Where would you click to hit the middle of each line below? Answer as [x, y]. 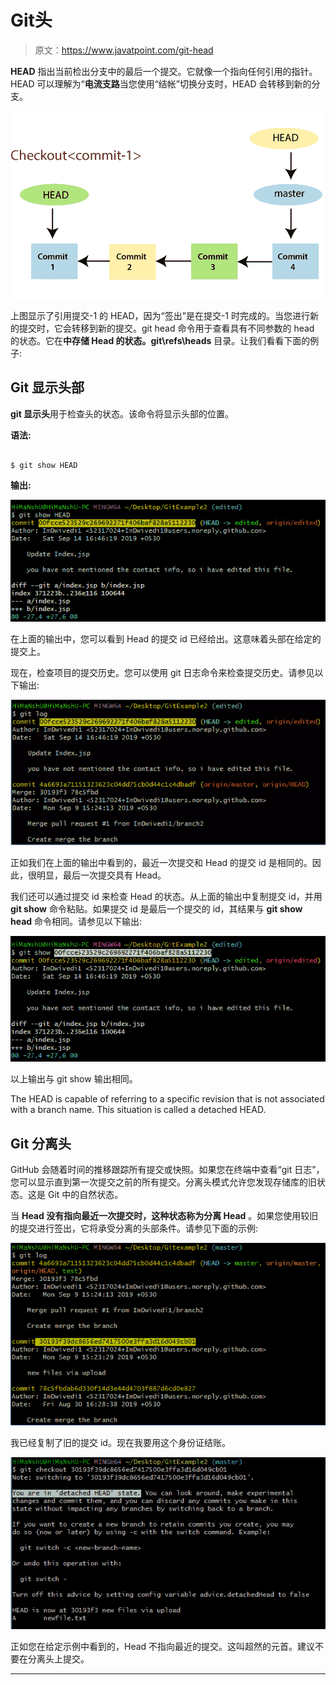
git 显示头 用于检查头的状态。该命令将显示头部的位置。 [122, 413]
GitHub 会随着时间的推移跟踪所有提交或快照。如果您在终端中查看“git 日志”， [167, 1169]
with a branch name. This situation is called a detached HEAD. [138, 1110]
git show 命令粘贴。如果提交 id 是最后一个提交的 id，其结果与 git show [156, 908]
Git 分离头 [41, 1143]
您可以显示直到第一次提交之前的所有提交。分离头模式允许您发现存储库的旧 [163, 1182]
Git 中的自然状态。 [85, 1194]
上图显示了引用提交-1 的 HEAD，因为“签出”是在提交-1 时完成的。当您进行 [160, 315]
